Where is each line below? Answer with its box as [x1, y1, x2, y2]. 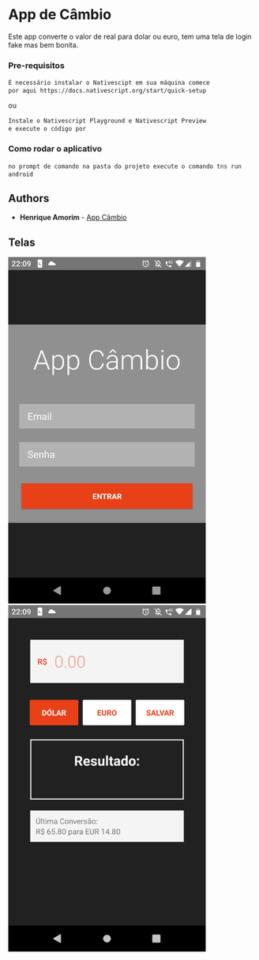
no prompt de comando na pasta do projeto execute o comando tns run [8, 162, 242, 170]
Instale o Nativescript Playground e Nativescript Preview [8, 117, 207, 125]
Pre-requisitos [8, 59, 65, 70]
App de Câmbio [8, 6, 112, 24]
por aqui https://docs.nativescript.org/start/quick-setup [8, 87, 207, 95]
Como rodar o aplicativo [8, 143, 103, 154]
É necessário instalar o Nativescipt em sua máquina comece [8, 79, 211, 87]
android [8, 170, 34, 178]
